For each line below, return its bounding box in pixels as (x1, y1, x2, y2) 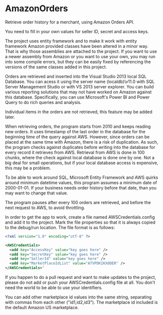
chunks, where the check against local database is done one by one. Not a (5, 154, 155, 160)
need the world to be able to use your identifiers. (5, 285, 103, 291)
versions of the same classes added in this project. (5, 64, 107, 70)
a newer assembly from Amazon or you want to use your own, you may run (5, 53, 156, 59)
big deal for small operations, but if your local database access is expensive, (5, 160, 159, 166)
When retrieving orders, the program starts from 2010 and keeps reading (5, 123, 151, 129)
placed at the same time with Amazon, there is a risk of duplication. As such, (5, 139, 159, 145)
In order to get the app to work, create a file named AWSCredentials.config (5, 214, 155, 220)
